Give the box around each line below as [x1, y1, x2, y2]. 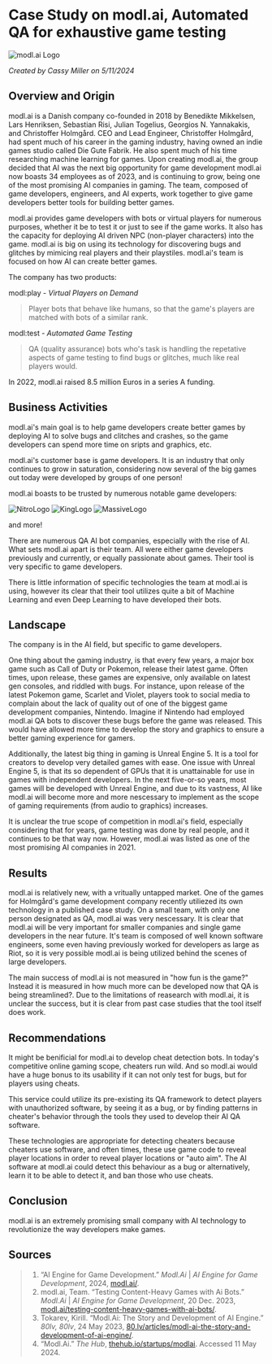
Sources [8, 1248, 52, 1262]
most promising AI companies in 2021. [8, 842, 136, 852]
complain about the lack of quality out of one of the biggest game [8, 698, 228, 709]
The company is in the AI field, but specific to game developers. [8, 640, 222, 649]
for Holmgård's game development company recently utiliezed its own [8, 897, 244, 907]
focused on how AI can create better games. [8, 256, 158, 266]
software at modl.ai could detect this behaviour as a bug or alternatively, [8, 1162, 250, 1171]
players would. [28, 361, 78, 371]
